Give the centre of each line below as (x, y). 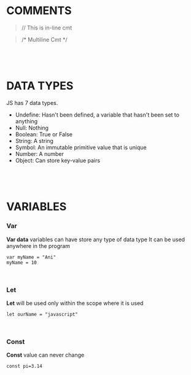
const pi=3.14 (25, 366)
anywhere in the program (38, 245)
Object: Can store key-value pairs (57, 161)
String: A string (34, 141)
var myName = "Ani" (31, 257)
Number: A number (40, 154)
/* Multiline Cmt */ (44, 39)
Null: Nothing (32, 128)
